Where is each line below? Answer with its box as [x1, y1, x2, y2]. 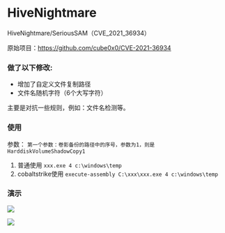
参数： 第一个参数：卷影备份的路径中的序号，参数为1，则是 [7, 140, 155, 148]
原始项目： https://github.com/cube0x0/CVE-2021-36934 [7, 43, 172, 52]
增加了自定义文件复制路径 [17, 80, 91, 89]
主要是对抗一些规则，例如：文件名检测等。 [7, 103, 130, 112]
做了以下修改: [7, 63, 53, 73]
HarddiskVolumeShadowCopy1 [7, 148, 86, 155]
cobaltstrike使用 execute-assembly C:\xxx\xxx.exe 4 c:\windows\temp [17, 170, 218, 178]
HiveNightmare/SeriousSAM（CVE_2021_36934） [7, 29, 151, 37]
